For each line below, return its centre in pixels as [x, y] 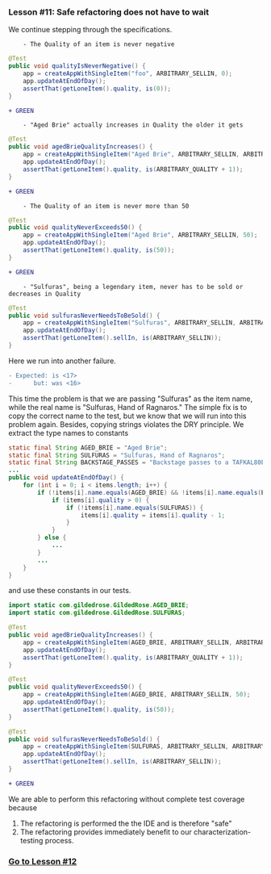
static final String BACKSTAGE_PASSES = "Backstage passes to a [119, 462]
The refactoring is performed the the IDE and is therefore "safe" [126, 823]
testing [31, 840]
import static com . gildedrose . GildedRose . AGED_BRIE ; [99, 605]
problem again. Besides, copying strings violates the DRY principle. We [126, 424]
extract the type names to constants [69, 433]
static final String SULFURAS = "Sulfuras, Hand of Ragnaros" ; [117, 455]
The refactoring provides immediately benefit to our [106, 832]
